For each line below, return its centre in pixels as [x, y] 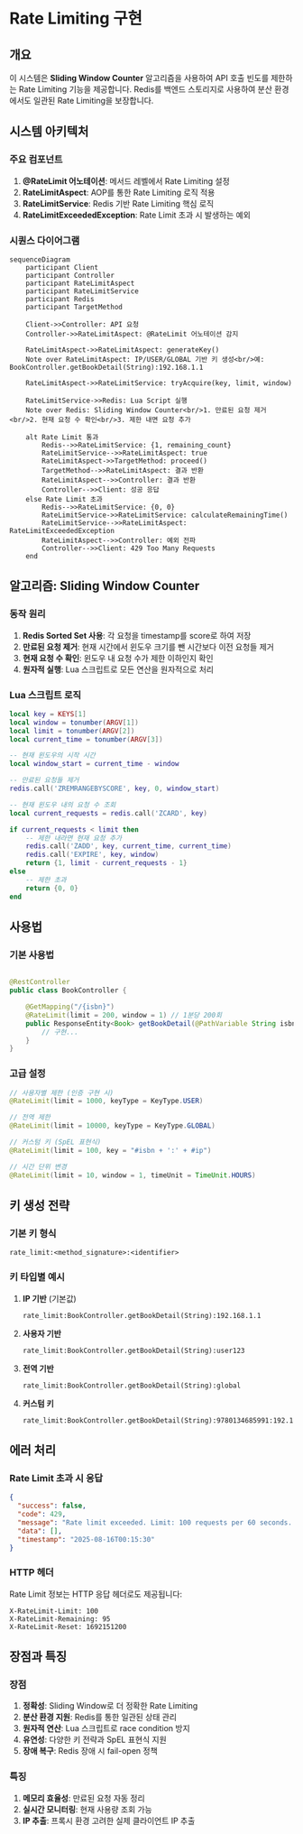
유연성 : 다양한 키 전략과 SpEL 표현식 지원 [94, 1740]
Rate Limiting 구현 [76, 18]
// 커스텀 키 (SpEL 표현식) [55, 1142]
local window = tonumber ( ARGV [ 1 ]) [74, 723]
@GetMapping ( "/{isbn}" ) [70, 1007]
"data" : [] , [40, 1531]
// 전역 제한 [30, 1118]
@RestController [40, 982]
